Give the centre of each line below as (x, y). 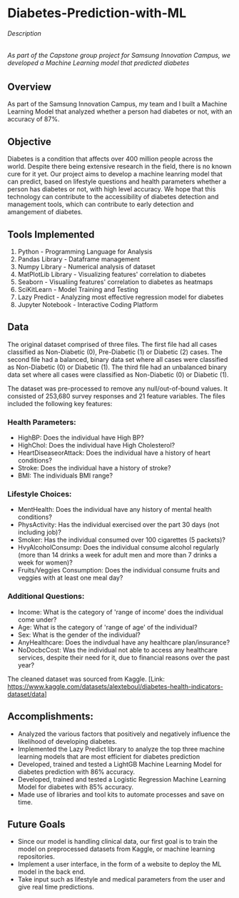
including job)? (40, 533)
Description (24, 33)
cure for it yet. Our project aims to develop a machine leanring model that (115, 174)
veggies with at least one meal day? (70, 578)
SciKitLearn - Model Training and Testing (78, 290)
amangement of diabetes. (45, 212)
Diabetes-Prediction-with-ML (97, 13)
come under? (37, 620)
